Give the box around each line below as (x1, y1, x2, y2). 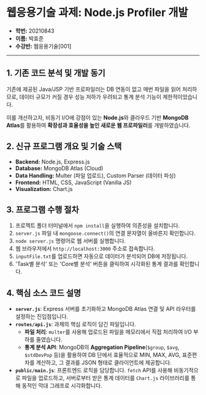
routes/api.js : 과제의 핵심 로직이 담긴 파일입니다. (15, 321, 136, 328)
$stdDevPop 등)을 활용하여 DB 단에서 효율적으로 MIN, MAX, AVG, (24, 351, 181, 359)
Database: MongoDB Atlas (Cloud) (15, 164, 104, 172)
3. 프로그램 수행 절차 (6, 204, 79, 215)
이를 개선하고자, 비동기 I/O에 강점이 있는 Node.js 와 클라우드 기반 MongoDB (6, 114, 189, 121)
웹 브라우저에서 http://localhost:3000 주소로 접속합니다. (15, 245, 155, 252)
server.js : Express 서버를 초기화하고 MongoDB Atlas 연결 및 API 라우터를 (15, 305, 196, 313)
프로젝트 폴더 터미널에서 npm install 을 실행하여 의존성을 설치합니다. (15, 222, 180, 229)
